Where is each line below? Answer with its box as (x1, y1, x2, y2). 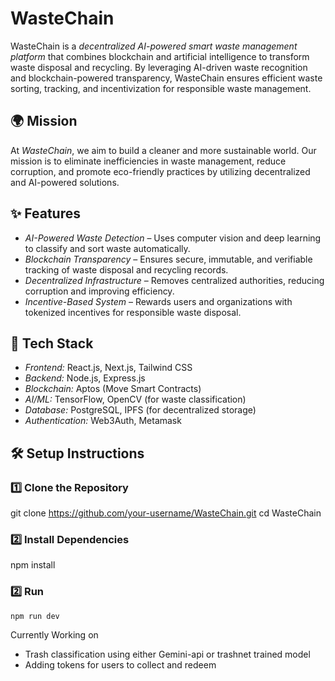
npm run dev (10, 611, 60, 621)
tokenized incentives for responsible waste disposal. (24, 306, 242, 318)
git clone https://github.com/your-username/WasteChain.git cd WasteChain (10, 507, 322, 519)
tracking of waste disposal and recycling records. (24, 263, 229, 276)
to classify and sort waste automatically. (24, 242, 191, 254)
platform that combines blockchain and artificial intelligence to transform (10, 50, 310, 62)
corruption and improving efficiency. (24, 285, 175, 297)
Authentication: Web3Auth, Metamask (24, 415, 182, 427)
